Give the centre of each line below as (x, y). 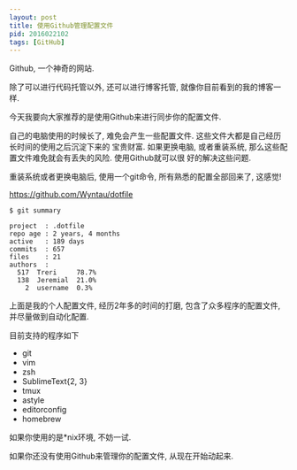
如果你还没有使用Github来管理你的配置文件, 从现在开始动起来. (122, 456)
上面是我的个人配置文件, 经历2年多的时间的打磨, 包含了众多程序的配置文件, (145, 305)
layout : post (33, 17)
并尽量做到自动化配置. (49, 317)
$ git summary (35, 211)
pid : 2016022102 (39, 34)
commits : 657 (37, 250)
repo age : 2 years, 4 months (65, 234)
